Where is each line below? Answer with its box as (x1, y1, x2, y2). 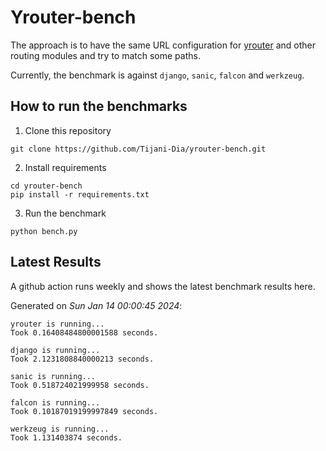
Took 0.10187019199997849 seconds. (10, 406, 159, 416)
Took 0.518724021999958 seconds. (10, 380, 150, 390)
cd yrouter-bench (10, 181, 83, 191)
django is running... (10, 345, 101, 355)
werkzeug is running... (10, 424, 110, 434)
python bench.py (10, 226, 78, 236)
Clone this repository (24, 124, 112, 136)
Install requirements (24, 161, 107, 173)
